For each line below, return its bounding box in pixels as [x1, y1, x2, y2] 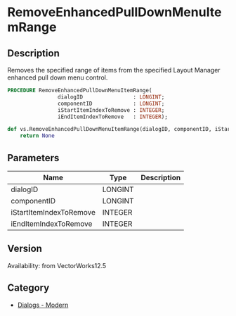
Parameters [7, 152, 60, 164]
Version [7, 243, 42, 255]
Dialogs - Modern [17, 301, 69, 309]
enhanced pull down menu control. [7, 73, 108, 82]
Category [7, 282, 50, 294]
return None [20, 132, 55, 139]
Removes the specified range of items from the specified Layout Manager [7, 66, 221, 74]
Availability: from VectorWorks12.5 [7, 261, 107, 270]
